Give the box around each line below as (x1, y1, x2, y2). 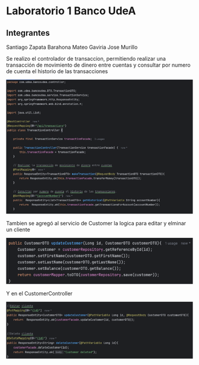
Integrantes (6, 28, 50, 38)
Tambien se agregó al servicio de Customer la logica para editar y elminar (6, 219, 187, 226)
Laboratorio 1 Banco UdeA (6, 4, 136, 18)
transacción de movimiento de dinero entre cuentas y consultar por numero (6, 61, 191, 68)
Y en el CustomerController (6, 290, 73, 297)
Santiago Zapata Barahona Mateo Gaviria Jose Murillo (6, 43, 138, 51)
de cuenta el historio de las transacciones (6, 68, 108, 75)
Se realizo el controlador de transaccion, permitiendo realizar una (6, 55, 166, 62)
